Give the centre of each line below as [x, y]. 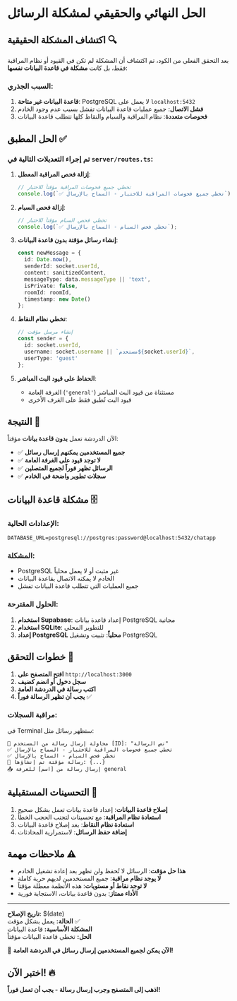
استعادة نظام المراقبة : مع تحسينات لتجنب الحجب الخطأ [89, 817]
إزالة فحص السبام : [41, 207]
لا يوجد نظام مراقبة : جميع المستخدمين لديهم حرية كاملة [89, 879]
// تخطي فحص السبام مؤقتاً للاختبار [62, 220]
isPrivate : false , [51, 286]
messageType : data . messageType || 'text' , [87, 279]
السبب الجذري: [30, 86]
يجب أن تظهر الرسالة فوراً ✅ [55, 696]
